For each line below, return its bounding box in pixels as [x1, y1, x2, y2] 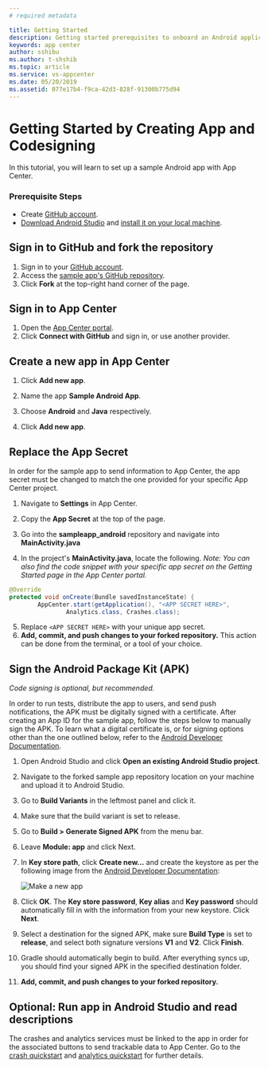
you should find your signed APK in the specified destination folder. [20, 961, 242, 972]
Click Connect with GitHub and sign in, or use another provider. [20, 331, 231, 341]
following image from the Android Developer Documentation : [20, 866, 220, 876]
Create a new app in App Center [9, 354, 170, 368]
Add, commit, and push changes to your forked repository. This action [20, 631, 257, 640]
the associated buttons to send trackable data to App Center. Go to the [9, 1043, 241, 1052]
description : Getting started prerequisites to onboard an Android [9, 33, 238, 41]
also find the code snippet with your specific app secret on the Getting [20, 561, 253, 571]
